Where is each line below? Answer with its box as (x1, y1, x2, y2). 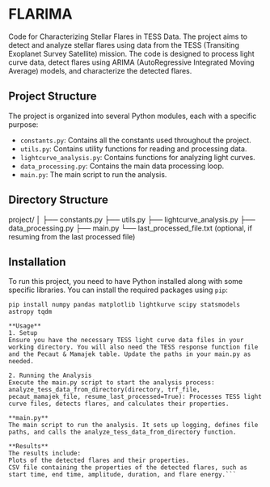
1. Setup (8, 329, 38, 337)
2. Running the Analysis (8, 371, 92, 380)
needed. (8, 358, 35, 366)
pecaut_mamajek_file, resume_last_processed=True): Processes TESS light (8, 393, 263, 401)
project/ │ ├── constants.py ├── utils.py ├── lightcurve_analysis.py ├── (8, 214, 256, 224)
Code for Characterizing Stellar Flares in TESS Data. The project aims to (8, 32, 248, 41)
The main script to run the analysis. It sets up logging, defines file (8, 421, 259, 430)
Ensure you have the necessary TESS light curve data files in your (8, 337, 244, 345)
